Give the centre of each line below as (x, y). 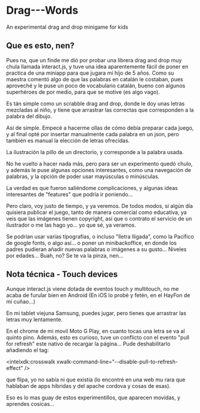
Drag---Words (42, 10)
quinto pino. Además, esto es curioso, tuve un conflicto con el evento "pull (98, 337)
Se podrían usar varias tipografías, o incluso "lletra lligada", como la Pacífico (100, 236)
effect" (15, 368)
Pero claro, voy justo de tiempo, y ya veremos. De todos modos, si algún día (99, 206)
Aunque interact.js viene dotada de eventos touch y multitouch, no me (93, 289)
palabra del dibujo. (29, 116)
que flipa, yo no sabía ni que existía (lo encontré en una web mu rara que (96, 380)
